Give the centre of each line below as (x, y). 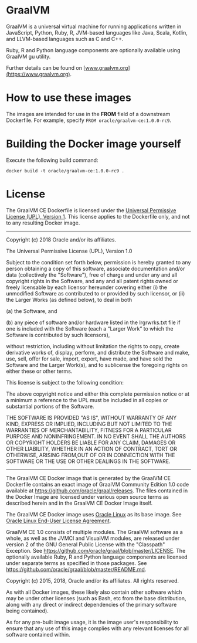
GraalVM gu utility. (28, 56)
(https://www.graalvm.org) (38, 74)
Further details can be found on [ (46, 67)
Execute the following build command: (52, 160)
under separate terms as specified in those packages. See (77, 563)
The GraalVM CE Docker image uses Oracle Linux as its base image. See (94, 514)
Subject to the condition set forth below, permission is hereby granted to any (98, 262)
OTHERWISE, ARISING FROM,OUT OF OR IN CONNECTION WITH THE (91, 455)
